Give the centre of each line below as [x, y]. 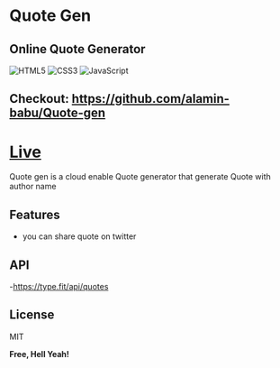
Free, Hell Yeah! [39, 354]
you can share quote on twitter [79, 236]
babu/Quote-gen [58, 113]
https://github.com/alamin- [150, 99]
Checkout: [39, 99]
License [32, 315]
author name [33, 187]
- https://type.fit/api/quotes [59, 286]
